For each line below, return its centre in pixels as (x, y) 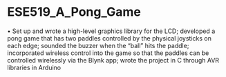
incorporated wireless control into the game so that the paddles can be (108, 53)
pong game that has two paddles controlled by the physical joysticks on (110, 38)
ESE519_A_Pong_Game (74, 12)
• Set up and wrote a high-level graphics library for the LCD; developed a (111, 31)
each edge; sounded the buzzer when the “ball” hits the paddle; (98, 45)
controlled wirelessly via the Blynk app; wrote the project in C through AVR (113, 60)
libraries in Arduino (34, 67)
